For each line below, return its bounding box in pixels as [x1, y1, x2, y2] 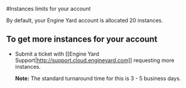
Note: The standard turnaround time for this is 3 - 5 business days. [14, 75, 182, 82]
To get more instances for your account [6, 34, 158, 45]
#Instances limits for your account [6, 5, 91, 12]
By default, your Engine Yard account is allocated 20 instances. [6, 17, 164, 24]
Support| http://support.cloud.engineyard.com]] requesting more [14, 57, 175, 64]
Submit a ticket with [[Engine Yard [14, 50, 99, 57]
